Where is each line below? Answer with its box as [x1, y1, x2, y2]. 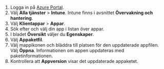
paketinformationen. [10, 53, 53, 59]
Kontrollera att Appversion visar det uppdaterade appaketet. [10, 58, 138, 64]
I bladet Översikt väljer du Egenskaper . [10, 31, 94, 37]
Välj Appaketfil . [10, 37, 44, 43]
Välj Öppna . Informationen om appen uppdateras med [10, 48, 125, 53]
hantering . [10, 15, 33, 21]
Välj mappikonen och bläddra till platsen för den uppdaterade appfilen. [10, 42, 159, 48]
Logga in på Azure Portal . [10, 5, 64, 10]
